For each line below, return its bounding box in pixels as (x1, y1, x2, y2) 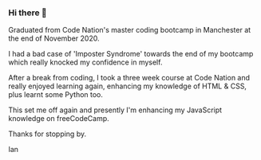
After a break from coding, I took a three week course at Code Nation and (8, 73, 250, 83)
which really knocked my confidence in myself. (8, 57, 163, 67)
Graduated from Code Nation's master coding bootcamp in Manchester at (8, 25, 251, 35)
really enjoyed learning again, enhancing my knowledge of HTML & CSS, (8, 81, 247, 91)
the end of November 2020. (8, 33, 100, 43)
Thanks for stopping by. (8, 129, 86, 139)
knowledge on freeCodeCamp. (8, 114, 109, 123)
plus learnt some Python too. (8, 90, 104, 100)
